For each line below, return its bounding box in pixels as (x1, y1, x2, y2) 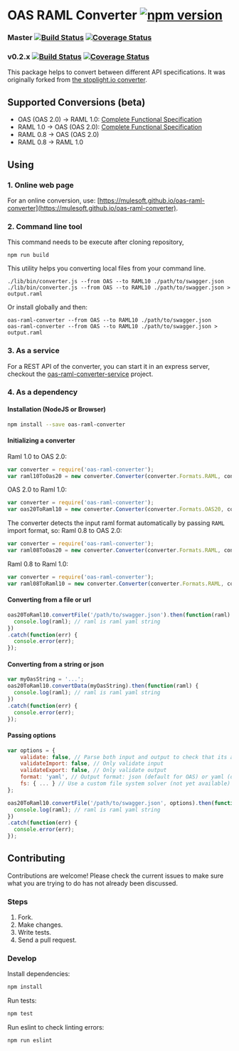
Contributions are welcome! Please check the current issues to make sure (7, 871, 224, 880)
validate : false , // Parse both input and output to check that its (20, 753, 228, 761)
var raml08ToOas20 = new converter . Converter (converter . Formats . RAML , (7, 547, 221, 554)
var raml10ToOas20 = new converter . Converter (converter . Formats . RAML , (7, 472, 221, 479)
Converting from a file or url (7, 596, 91, 604)
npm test (7, 1010, 33, 1017)
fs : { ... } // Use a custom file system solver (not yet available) (20, 780, 231, 788)
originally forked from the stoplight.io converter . (7, 76, 147, 84)
